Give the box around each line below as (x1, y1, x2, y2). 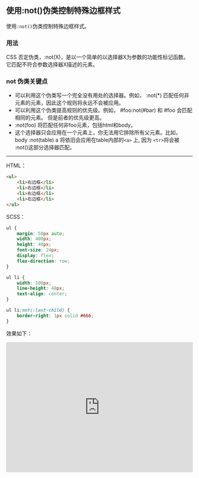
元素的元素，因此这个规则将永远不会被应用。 (14, 99, 124, 106)
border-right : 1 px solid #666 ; (17, 313, 94, 319)
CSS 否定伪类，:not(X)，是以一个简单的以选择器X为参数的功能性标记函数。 (6, 54, 189, 61)
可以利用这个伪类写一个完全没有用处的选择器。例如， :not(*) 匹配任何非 (14, 92, 190, 99)
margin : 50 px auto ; (17, 231, 65, 237)
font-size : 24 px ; (17, 247, 60, 253)
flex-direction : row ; (17, 258, 70, 264)
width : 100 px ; (17, 280, 52, 286)
